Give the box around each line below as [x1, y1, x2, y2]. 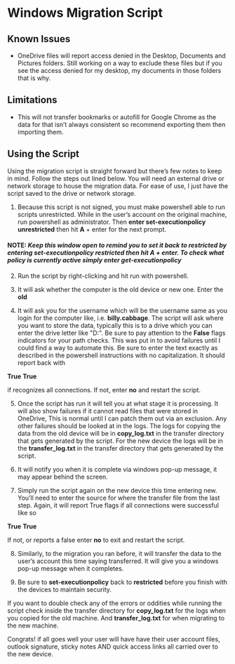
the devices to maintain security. [17, 585, 112, 594]
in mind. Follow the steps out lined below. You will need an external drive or [7, 174, 224, 182]
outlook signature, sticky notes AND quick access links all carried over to [7, 642, 219, 651]
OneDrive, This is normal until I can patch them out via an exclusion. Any [17, 414, 227, 423]
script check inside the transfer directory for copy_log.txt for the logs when [7, 606, 227, 615]
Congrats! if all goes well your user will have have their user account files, [7, 635, 220, 643]
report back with [17, 358, 65, 366]
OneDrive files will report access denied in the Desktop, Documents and [17, 51, 226, 60]
